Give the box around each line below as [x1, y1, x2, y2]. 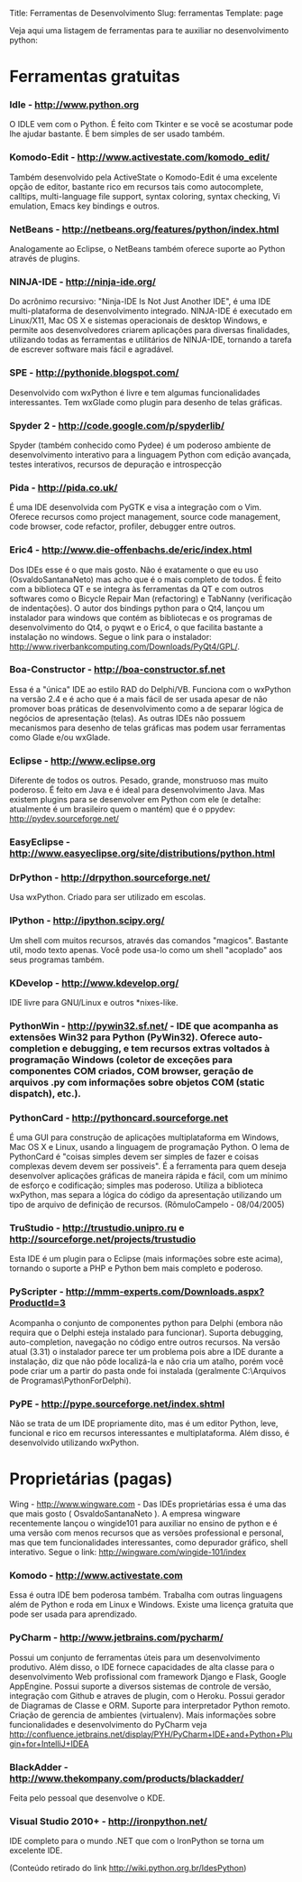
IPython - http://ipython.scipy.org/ [9, 914, 165, 927]
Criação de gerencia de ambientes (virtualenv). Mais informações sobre [9, 1710, 277, 1720]
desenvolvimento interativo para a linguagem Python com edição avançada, [9, 449, 291, 459]
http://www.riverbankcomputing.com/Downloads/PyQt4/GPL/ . [9, 641, 241, 652]
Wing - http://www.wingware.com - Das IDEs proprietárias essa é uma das [9, 1498, 287, 1510]
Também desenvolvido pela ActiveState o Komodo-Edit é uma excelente [9, 172, 278, 182]
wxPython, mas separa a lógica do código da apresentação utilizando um [9, 1190, 282, 1201]
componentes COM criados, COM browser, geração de [9, 1064, 254, 1077]
